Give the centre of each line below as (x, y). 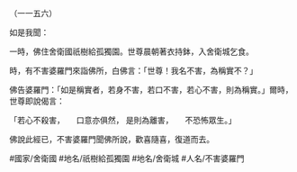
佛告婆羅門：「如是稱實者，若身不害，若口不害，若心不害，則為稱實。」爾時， (151, 90)
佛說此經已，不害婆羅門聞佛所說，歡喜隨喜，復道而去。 (112, 139)
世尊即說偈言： (37, 101)
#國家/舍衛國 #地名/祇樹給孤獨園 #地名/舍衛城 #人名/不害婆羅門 (127, 158)
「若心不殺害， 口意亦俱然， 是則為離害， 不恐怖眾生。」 (123, 120)
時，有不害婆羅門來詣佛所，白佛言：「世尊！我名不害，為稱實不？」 (134, 71)
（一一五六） (33, 13)
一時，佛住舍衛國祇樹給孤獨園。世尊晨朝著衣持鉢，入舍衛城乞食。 (131, 51)
